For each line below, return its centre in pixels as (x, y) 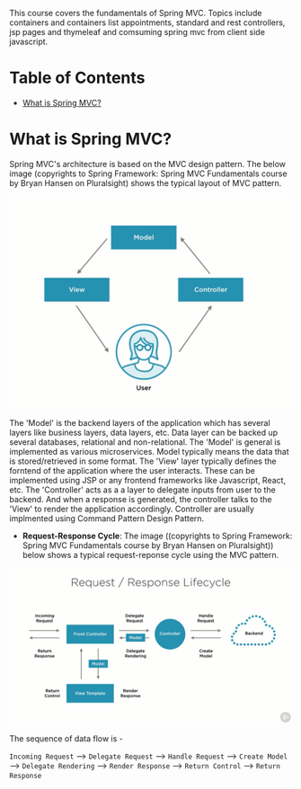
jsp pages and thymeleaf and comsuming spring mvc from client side (137, 32)
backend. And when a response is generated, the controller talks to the (141, 500)
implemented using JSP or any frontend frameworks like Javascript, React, (147, 481)
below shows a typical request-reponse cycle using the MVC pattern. (150, 555)
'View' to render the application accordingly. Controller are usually (132, 509)
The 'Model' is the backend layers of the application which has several (140, 423)
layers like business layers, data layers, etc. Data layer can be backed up (144, 433)
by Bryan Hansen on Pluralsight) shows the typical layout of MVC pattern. (146, 182)
